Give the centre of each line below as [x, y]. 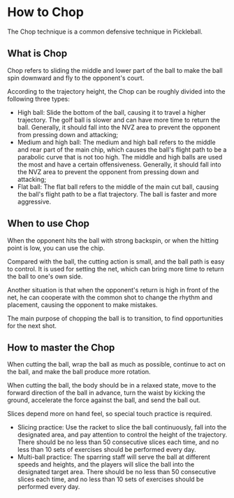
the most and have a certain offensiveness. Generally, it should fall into [119, 164]
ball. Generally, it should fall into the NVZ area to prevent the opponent [119, 127]
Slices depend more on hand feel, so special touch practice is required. [110, 414]
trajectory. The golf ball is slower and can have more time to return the [119, 120]
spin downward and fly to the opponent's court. [76, 78]
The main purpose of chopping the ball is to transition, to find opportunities [115, 318]
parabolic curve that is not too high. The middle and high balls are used [120, 157]
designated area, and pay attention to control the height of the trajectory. [122, 435]
